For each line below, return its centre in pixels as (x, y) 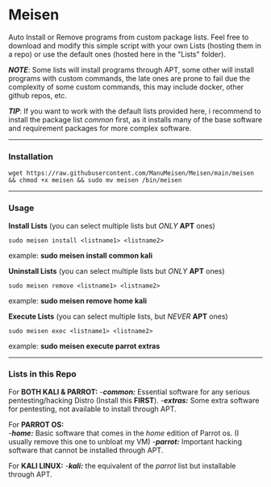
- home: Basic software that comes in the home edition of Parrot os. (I (124, 433)
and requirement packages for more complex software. (100, 128)
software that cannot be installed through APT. (86, 450)
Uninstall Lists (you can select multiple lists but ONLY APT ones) (117, 270)
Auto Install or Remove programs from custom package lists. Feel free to (129, 37)
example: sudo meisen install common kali (81, 255)
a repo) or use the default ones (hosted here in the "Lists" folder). (117, 54)
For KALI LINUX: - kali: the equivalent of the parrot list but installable (122, 465)
